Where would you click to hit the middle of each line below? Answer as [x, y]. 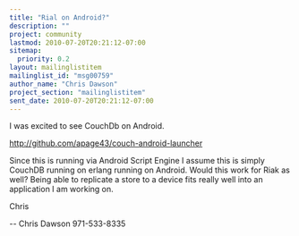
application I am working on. [61, 190]
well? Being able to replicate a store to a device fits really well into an [136, 180]
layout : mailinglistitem [56, 68]
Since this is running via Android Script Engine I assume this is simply [137, 161]
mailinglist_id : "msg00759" [62, 76]
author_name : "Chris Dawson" [64, 84]
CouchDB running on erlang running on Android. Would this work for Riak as [150, 170]
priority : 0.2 [43, 59]
